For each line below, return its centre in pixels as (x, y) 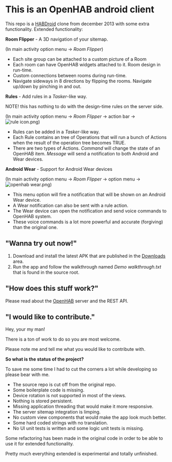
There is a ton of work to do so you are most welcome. (63, 339)
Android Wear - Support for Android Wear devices (59, 169)
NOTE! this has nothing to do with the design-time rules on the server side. (84, 106)
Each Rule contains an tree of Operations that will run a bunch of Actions (90, 137)
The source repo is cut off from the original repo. (64, 385)
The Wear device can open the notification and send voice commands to (90, 211)
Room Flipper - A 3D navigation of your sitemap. (57, 39)
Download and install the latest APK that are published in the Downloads (89, 256)
